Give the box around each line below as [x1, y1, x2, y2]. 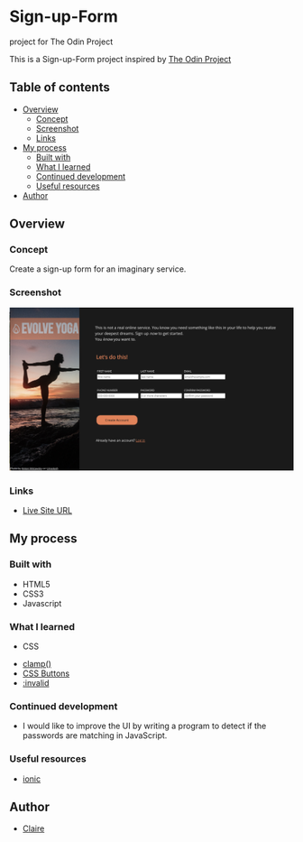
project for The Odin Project [9, 36, 114, 47]
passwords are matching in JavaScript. [22, 730, 168, 741]
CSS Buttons [22, 668, 70, 679]
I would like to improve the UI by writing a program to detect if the [22, 720, 267, 732]
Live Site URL [22, 504, 73, 515]
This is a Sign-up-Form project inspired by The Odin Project [9, 53, 232, 64]
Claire [22, 823, 45, 834]
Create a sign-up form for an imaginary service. [9, 264, 187, 274]
